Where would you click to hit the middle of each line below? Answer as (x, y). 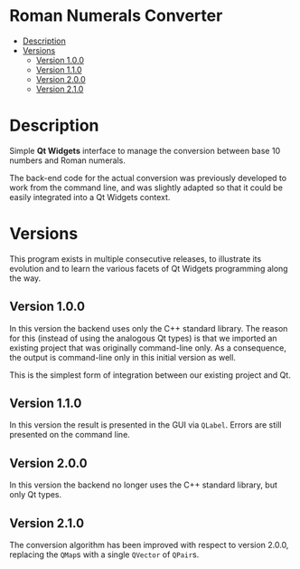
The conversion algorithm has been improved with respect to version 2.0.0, (149, 545)
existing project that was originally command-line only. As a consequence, (148, 347)
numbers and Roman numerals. (68, 160)
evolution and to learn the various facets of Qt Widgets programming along (149, 268)
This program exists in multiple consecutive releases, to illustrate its (136, 258)
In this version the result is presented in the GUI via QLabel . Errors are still (145, 425)
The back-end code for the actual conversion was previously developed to (148, 178)
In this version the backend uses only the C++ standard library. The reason (149, 328)
